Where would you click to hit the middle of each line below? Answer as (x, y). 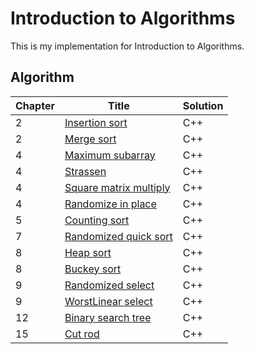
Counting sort (97, 220)
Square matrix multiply (117, 187)
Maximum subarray (110, 155)
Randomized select (109, 285)
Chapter (35, 105)
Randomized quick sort (118, 236)
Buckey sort (93, 269)
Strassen (85, 171)
